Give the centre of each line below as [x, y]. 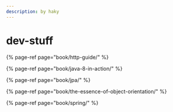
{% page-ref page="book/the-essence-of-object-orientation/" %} [86, 91]
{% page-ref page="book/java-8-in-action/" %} [64, 68]
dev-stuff [30, 40]
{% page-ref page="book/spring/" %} [52, 103]
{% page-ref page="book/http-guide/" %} [58, 57]
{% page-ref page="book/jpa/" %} [48, 80]
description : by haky [33, 11]
